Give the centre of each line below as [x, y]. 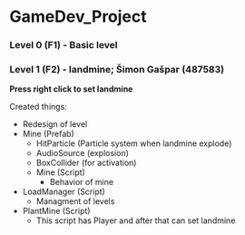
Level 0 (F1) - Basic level [64, 45]
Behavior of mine [82, 182]
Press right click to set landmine [71, 89]
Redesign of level [55, 124]
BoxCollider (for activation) [86, 163]
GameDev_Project [78, 17]
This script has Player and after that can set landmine [136, 220]
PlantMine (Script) [56, 211]
